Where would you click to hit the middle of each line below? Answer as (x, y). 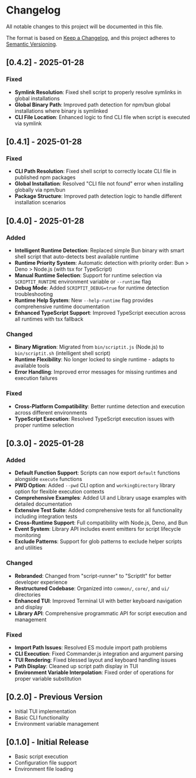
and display (28, 607)
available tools (32, 366)
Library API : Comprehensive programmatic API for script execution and (101, 613)
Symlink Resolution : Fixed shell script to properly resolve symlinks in (98, 92)
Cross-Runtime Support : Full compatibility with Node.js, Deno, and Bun (101, 523)
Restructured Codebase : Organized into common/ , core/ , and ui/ (92, 588)
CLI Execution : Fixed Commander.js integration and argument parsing (99, 654)
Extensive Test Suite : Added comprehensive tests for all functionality (98, 510)
